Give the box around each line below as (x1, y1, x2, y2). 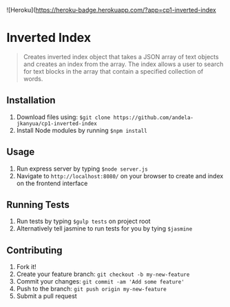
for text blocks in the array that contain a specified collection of (23, 67, 204, 75)
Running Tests (6, 199, 70, 211)
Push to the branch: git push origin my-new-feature (16, 285, 167, 293)
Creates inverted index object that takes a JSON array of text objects (23, 52, 219, 61)
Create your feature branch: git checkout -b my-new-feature (16, 270, 190, 278)
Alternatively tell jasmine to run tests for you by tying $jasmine (16, 224, 193, 233)
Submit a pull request (16, 292, 77, 300)
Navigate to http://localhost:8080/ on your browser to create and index (16, 171, 224, 180)
